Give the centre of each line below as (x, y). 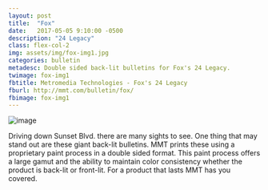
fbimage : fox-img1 (39, 98)
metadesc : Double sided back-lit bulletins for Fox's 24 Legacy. (119, 68)
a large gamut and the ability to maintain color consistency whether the (125, 162)
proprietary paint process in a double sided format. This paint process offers (134, 153)
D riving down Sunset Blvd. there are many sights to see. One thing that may (133, 136)
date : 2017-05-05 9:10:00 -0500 (66, 30)
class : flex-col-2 (39, 46)
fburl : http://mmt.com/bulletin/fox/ (71, 90)
